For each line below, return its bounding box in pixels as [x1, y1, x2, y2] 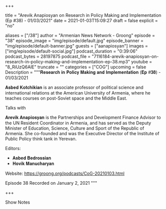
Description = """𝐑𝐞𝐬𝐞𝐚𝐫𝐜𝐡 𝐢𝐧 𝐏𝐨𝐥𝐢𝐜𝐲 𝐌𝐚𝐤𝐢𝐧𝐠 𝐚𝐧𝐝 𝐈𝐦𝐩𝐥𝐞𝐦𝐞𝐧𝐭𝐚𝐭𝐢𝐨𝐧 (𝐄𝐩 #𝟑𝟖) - [5, 69, 161, 75]
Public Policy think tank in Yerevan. [5, 136, 77, 142]
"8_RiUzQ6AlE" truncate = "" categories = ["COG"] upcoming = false [5, 64, 147, 70]
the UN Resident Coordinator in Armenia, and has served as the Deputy [5, 120, 152, 126]
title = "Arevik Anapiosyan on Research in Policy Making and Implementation [5, 12, 162, 18]
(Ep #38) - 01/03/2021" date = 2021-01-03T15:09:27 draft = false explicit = [5, 18, 158, 23]
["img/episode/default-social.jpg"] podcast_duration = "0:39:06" [5, 48, 138, 54]
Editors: [5, 146, 21, 151]
